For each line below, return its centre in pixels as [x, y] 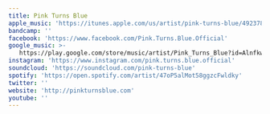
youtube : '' [28, 98]
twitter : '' [28, 83]
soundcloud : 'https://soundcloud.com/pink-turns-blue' [102, 68]
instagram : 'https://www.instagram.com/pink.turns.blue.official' [122, 61]
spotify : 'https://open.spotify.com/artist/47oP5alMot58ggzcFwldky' [125, 75]
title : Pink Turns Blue [48, 16]
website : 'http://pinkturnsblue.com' [72, 90]
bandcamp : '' [30, 31]
